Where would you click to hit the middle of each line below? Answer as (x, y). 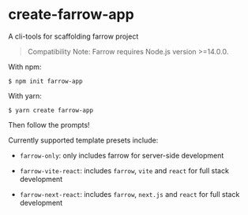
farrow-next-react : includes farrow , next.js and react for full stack (130, 194)
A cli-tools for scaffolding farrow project (73, 36)
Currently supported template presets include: (83, 140)
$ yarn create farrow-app (51, 110)
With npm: (25, 67)
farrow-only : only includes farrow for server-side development (122, 155)
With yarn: (25, 95)
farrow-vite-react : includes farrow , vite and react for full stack (124, 170)
